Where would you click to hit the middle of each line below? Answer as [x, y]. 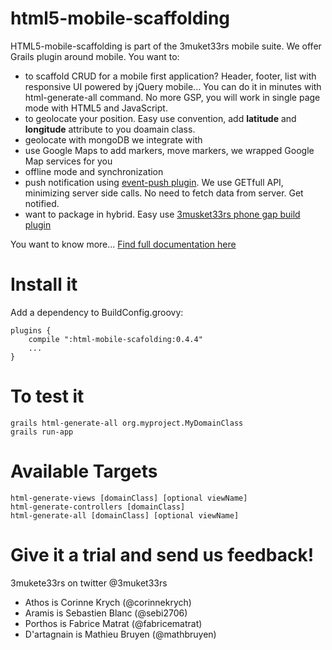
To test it [47, 396]
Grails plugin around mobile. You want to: [95, 56]
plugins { [31, 330]
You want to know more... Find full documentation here [123, 244]
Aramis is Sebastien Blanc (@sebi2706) [106, 613]
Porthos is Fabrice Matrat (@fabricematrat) [113, 623]
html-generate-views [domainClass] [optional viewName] [129, 498]
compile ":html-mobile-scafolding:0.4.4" [115, 339]
